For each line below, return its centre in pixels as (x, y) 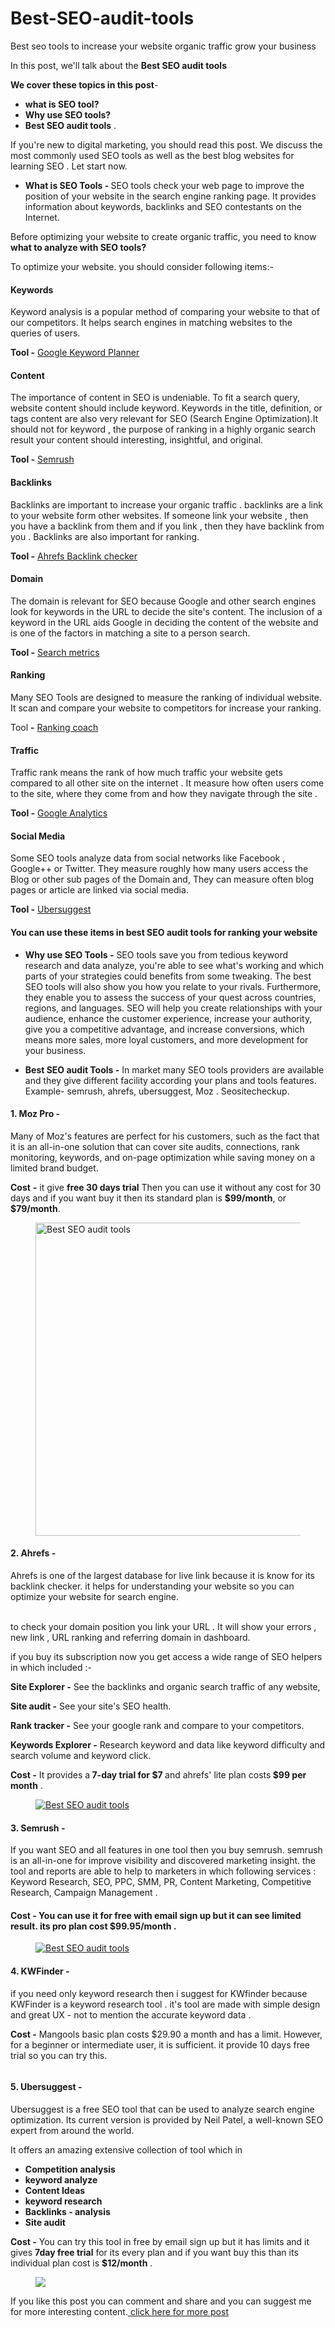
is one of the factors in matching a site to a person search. (130, 633)
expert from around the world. (72, 2130)
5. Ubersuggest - (46, 2087)
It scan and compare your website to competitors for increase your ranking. (166, 708)
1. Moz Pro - (35, 1114)
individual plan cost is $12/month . (81, 2263)
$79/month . (35, 1208)
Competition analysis (70, 2169)
